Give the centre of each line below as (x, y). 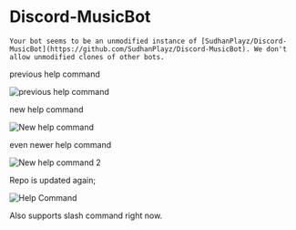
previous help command (55, 74)
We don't (270, 49)
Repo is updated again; (53, 180)
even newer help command (61, 144)
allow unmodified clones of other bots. (87, 57)
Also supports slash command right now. (86, 215)
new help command (46, 109)
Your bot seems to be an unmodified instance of (103, 41)
